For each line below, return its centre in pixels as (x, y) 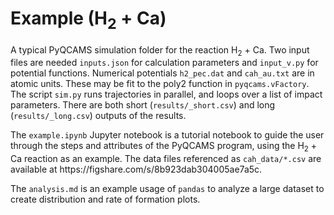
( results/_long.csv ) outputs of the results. (98, 116)
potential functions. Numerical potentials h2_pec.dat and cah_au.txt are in (162, 73)
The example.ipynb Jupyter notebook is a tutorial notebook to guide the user (167, 135)
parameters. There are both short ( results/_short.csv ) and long (143, 105)
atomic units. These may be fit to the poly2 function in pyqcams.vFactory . (160, 84)
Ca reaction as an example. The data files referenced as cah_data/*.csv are (166, 159)
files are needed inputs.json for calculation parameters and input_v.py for (164, 63)
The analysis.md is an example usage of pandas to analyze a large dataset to (167, 189)
